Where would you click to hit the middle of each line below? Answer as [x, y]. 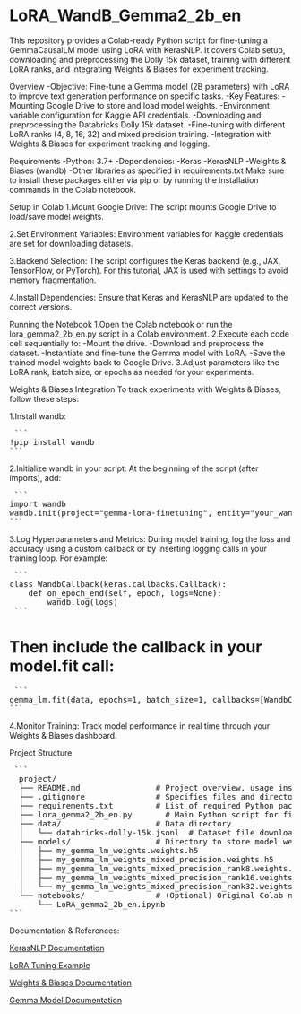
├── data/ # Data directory [125, 823]
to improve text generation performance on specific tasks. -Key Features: [145, 96]
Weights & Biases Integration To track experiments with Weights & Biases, [145, 389]
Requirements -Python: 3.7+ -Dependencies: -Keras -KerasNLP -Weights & [148, 161]
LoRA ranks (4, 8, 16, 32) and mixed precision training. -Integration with [141, 134]
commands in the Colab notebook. [73, 189]
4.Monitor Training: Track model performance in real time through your [140, 726]
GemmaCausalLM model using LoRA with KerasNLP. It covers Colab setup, [147, 49]
